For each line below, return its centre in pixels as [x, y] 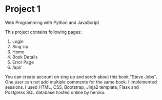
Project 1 [23, 9]
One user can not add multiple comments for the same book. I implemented [81, 82]
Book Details [25, 57]
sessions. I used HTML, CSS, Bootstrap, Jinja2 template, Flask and [72, 87]
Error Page [23, 62]
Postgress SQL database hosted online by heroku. [55, 92]
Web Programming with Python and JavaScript [52, 22]
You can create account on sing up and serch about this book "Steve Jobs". [81, 77]
